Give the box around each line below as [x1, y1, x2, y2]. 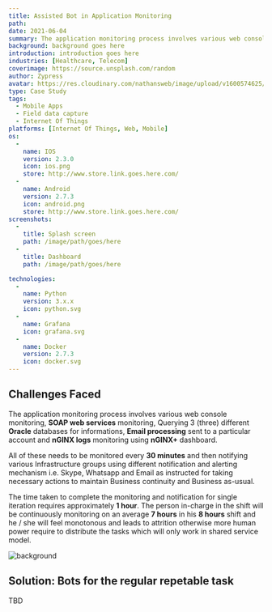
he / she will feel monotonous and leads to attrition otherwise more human [8, 517, 257, 527]
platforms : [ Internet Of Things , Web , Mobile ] [8, 125, 168, 133]
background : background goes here [8, 42, 125, 50]
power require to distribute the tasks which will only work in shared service [8, 526, 259, 536]
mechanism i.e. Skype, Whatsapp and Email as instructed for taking [8, 467, 233, 478]
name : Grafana [23, 320, 70, 328]
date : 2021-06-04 [8, 27, 67, 35]
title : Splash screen [23, 230, 96, 239]
